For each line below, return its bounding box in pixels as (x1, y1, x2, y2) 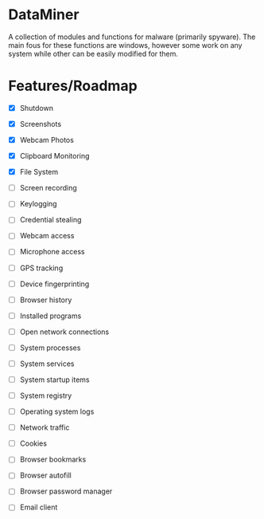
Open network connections (19, 327, 110, 336)
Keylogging (19, 199, 57, 209)
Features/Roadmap (8, 77, 138, 95)
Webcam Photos (19, 136, 74, 144)
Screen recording (19, 183, 77, 193)
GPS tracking (19, 263, 64, 273)
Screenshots (19, 119, 62, 128)
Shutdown (19, 103, 54, 112)
